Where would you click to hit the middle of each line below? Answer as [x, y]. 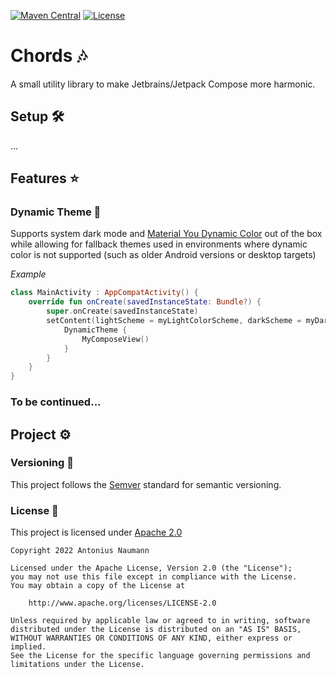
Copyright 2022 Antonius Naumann [80, 551]
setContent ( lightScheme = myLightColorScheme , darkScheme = [174, 321]
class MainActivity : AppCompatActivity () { [104, 293]
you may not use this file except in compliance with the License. [154, 577]
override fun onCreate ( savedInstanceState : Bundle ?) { [145, 302]
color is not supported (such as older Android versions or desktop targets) [163, 255]
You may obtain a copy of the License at [98, 586]
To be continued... [56, 402]
